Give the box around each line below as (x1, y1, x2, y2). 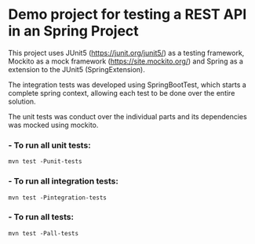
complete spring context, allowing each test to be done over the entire (8, 88, 235, 97)
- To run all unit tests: (8, 140, 92, 151)
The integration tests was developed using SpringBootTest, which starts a (8, 80, 247, 89)
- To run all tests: (8, 212, 75, 223)
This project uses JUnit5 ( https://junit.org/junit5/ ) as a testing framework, (8, 48, 245, 57)
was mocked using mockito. (8, 120, 99, 129)
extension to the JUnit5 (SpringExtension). (8, 64, 145, 74)
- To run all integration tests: (8, 176, 119, 187)
